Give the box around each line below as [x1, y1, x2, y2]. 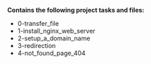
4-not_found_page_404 [17, 49, 86, 57]
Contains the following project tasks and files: [7, 6, 145, 14]
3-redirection [17, 42, 56, 49]
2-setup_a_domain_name [17, 34, 91, 42]
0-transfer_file [17, 19, 60, 27]
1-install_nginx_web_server [17, 27, 96, 35]
